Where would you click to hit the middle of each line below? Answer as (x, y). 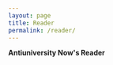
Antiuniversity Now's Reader (56, 53)
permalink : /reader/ (42, 30)
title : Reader (32, 23)
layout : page (30, 15)
